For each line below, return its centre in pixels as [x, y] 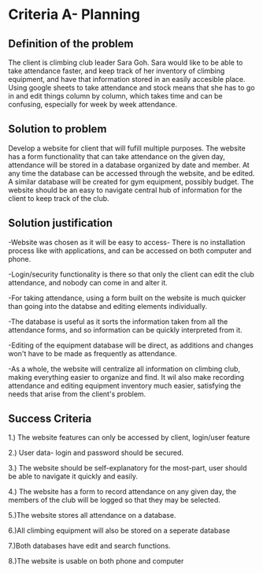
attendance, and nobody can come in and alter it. [88, 282]
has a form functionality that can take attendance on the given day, [117, 156]
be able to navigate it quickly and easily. [73, 476]
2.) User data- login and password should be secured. [96, 453]
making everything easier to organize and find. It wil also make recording [126, 377]
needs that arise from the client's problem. [77, 394]
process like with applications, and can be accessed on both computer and [130, 251]
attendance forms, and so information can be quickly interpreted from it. [125, 329]
